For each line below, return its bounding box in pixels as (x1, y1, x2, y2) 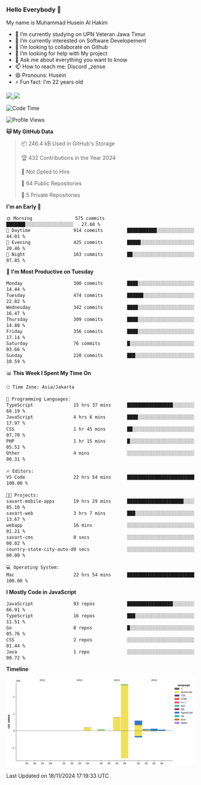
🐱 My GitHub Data (6, 128, 54, 135)
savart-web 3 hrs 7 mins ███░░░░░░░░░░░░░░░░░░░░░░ (6, 510, 195, 516)
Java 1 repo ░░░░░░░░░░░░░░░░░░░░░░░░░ (6, 649, 195, 655)
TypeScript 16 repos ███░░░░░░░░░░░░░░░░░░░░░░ (6, 613, 195, 619)
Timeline (6, 665, 29, 673)
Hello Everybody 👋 (6, 5, 62, 14)
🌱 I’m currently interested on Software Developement (14, 37, 146, 44)
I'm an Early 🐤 (6, 203, 41, 210)
